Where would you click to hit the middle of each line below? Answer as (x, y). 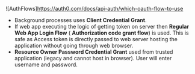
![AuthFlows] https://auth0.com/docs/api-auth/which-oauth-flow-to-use (94, 9)
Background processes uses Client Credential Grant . (80, 20)
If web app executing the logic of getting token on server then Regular (102, 27)
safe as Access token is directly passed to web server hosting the (96, 39)
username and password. (46, 64)
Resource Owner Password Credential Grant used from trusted (94, 52)
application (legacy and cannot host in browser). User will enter (93, 58)
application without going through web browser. (74, 45)
